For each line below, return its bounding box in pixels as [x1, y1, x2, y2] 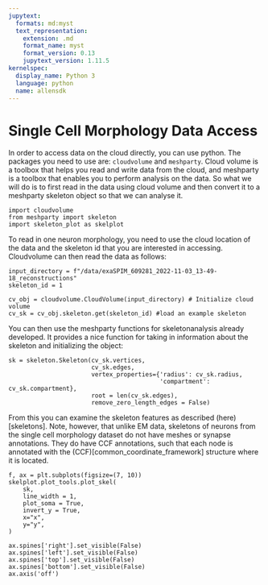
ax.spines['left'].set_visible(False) [8, 549, 138, 557]
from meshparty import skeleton [8, 214, 117, 222]
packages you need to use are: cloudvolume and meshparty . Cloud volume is [8, 156, 259, 166]
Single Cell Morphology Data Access [8, 122, 258, 139]
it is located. [8, 456, 49, 466]
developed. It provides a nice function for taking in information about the [8, 332, 249, 342]
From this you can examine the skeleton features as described [8, 413, 215, 423]
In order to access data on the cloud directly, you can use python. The [8, 148, 241, 158]
